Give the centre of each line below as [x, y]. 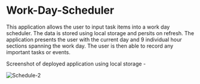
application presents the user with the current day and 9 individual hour [94, 39]
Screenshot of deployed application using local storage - [76, 64]
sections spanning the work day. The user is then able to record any [90, 46]
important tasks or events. [38, 52]
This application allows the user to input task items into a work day [88, 27]
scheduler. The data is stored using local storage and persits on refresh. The [100, 33]
